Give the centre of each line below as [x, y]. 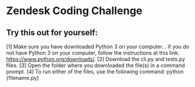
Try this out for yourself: [52, 33]
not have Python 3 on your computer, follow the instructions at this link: [93, 53]
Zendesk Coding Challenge [74, 11]
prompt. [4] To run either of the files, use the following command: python [95, 71]
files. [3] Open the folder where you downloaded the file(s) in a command [95, 65]
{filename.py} [23, 78]
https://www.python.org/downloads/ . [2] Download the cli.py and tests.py [96, 59]
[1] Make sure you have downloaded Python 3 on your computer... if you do [98, 46]
